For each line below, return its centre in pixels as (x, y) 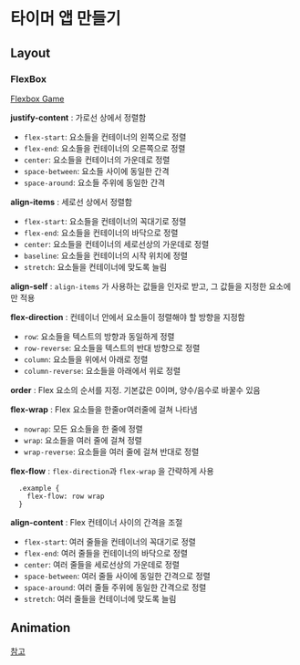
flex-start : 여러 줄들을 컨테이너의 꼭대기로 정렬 (110, 541)
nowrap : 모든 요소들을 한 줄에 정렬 (83, 429)
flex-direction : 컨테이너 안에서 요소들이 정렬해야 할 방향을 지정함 (128, 317)
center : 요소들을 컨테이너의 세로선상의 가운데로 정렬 (116, 244)
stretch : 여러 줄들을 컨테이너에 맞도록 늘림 (100, 598)
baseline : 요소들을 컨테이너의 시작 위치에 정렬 (105, 255)
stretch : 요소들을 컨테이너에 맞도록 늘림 (95, 266)
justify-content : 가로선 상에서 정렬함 (78, 117)
